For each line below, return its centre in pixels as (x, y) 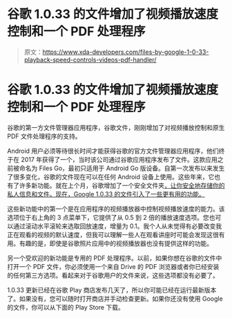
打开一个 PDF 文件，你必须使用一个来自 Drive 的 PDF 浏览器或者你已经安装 (113, 266)
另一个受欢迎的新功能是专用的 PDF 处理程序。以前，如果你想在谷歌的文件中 (115, 258)
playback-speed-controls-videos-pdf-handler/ (90, 59)
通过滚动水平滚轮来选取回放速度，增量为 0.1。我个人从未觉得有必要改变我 (117, 226)
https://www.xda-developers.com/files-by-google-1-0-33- (126, 52)
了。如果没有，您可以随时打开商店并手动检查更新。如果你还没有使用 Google (115, 299)
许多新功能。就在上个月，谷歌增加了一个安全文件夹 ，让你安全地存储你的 (122, 185)
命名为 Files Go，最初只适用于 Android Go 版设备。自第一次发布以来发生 (122, 168)
